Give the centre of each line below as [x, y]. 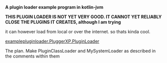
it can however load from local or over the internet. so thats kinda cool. [78, 31]
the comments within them [32, 56]
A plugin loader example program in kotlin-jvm [54, 7]
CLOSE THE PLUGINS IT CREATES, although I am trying [63, 22]
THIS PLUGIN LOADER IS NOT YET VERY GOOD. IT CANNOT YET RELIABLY [83, 17]
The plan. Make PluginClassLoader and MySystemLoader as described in [81, 51]
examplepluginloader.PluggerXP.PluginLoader [52, 41]
